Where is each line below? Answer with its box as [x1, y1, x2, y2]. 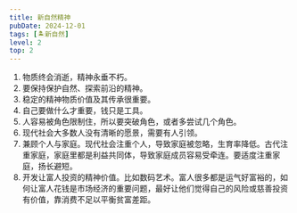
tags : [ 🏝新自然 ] [9, 29, 70, 38]
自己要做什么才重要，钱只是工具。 [21, 105, 148, 116]
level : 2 [9, 37, 42, 47]
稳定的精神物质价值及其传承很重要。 [21, 94, 156, 105]
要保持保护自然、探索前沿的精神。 [21, 83, 148, 94]
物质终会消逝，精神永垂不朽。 [21, 72, 132, 83]
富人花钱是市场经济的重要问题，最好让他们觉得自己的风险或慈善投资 [37, 184, 288, 194]
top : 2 [9, 46, 34, 55]
